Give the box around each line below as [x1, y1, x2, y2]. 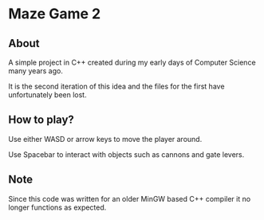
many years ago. [8, 66, 64, 76]
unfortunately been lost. [8, 90, 87, 100]
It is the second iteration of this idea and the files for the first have [8, 81, 225, 91]
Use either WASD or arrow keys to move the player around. [8, 134, 203, 143]
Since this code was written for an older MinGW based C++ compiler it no [8, 194, 251, 203]
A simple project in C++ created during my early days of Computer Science [8, 57, 257, 67]
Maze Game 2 [8, 5, 101, 23]
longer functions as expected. [8, 202, 107, 212]
